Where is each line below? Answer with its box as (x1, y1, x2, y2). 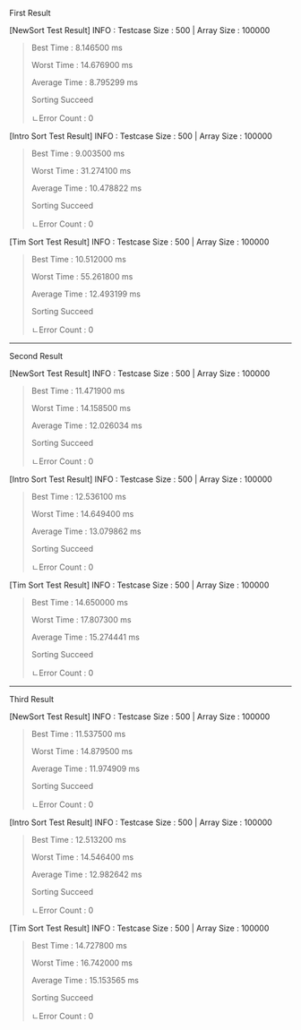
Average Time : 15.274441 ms (30, 631, 141, 642)
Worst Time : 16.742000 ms (30, 957, 133, 968)
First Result (9, 8, 51, 18)
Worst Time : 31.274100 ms (30, 166, 132, 176)
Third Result (9, 694, 55, 704)
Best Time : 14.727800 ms (30, 940, 127, 950)
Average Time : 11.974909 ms (30, 763, 141, 774)
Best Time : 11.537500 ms (30, 729, 126, 739)
